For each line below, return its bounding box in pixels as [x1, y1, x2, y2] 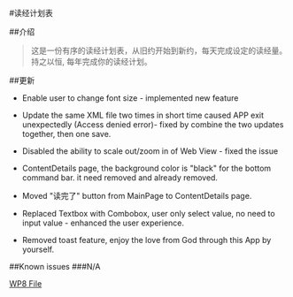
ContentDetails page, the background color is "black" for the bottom [21, 163, 272, 173]
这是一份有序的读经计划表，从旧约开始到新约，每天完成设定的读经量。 [30, 45, 288, 56]
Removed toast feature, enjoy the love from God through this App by [21, 235, 272, 245]
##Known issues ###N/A [9, 262, 101, 271]
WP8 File [9, 278, 42, 289]
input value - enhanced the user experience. [21, 217, 184, 228]
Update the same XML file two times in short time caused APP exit [21, 110, 264, 120]
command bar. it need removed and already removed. [21, 172, 219, 183]
